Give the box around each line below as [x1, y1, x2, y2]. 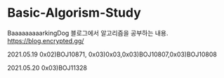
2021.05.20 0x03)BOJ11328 [7, 63, 88, 72]
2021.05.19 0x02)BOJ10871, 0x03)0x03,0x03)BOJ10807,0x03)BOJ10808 [7, 50, 218, 58]
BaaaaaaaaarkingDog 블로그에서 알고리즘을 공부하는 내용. [7, 29, 169, 37]
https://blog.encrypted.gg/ [7, 36, 84, 45]
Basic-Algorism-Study [7, 5, 142, 21]
